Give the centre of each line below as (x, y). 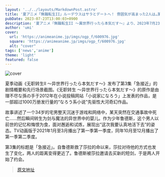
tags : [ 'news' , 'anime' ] (29, 50)
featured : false (22, 60)
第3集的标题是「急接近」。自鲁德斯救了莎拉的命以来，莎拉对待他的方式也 (79, 147)
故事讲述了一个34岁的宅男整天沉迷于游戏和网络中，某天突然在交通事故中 (79, 112)
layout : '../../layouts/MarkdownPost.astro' (51, 10)
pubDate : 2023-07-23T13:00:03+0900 (41, 19)
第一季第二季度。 (22, 137)
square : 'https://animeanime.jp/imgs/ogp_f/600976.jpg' (68, 42)
